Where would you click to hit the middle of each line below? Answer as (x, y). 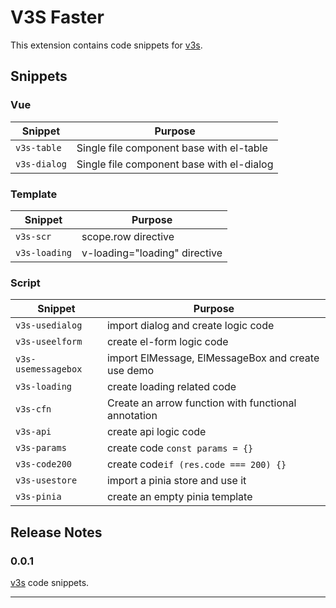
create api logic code (156, 432)
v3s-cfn (33, 409)
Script (25, 283)
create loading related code (171, 387)
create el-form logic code (167, 342)
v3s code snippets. (50, 582)
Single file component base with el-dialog (175, 164)
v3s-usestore (46, 480)
